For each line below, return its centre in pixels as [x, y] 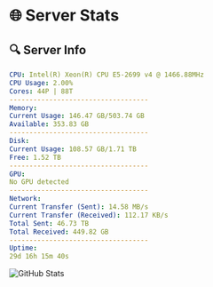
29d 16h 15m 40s [39, 257]
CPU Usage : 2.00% [41, 83]
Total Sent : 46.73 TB [49, 223]
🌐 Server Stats [64, 16]
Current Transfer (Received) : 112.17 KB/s [89, 215]
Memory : [24, 108]
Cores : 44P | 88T [41, 91]
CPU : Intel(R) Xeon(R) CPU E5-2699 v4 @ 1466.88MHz [106, 75]
